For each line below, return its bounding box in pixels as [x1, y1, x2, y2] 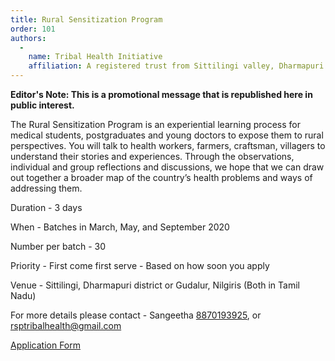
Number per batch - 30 [10, 241, 107, 252]
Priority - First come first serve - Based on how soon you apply [10, 260, 270, 271]
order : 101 [10, 24, 56, 34]
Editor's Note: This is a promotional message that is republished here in [10, 89, 313, 100]
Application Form [10, 339, 82, 351]
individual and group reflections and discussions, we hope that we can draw [10, 161, 325, 173]
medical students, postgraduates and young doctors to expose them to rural [10, 129, 324, 141]
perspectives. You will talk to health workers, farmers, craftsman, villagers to [10, 140, 326, 151]
